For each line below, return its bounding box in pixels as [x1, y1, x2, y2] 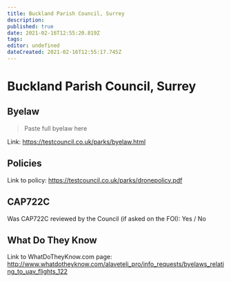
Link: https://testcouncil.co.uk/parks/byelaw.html [7, 138, 146, 146]
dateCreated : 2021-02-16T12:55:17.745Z [7, 49, 122, 56]
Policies [7, 158, 43, 169]
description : [7, 17, 45, 23]
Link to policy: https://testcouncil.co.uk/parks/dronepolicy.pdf [7, 176, 183, 184]
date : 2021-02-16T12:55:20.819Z [7, 29, 100, 37]
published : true [7, 23, 54, 30]
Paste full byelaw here [23, 124, 88, 132]
